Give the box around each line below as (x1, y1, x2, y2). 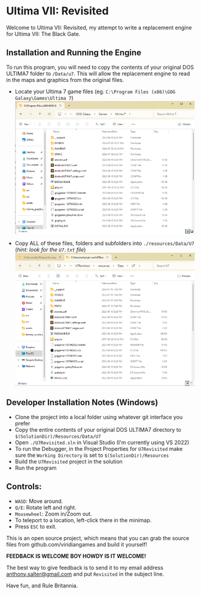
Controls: (6, 481, 42, 492)
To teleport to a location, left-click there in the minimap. (14, 516, 152, 524)
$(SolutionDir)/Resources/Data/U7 (14, 434, 101, 440)
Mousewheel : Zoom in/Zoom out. (14, 510, 92, 517)
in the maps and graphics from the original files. (6, 76, 124, 83)
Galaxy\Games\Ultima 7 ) (14, 94, 74, 101)
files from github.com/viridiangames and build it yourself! (6, 541, 148, 548)
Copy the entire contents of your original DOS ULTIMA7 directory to (14, 426, 181, 433)
